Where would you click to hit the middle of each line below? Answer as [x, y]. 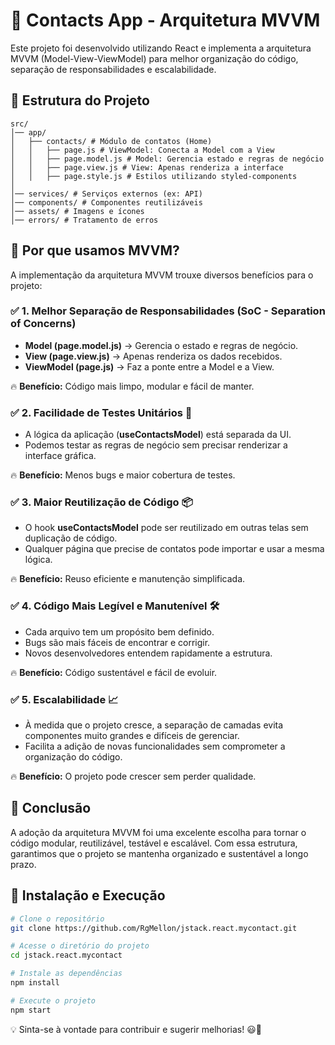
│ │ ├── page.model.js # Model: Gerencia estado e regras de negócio [167, 159]
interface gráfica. [60, 456]
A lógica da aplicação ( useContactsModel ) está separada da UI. [158, 435]
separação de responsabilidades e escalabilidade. [113, 69]
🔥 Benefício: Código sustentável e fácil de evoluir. [114, 672]
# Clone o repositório [57, 919]
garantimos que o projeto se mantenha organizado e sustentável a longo [159, 853]
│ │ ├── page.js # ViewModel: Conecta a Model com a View [142, 150]
